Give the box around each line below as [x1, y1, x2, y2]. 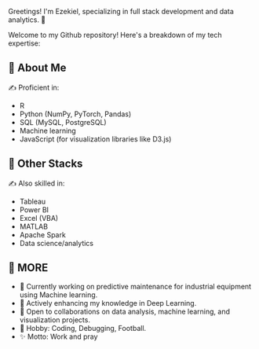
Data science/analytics [19, 238, 94, 248]
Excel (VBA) [19, 213, 59, 222]
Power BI [19, 204, 49, 215]
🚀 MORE [8, 261, 49, 274]
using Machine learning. [19, 290, 98, 299]
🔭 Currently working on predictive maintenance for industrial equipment [19, 282, 252, 292]
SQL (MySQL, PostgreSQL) [19, 117, 108, 127]
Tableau [19, 197, 46, 206]
